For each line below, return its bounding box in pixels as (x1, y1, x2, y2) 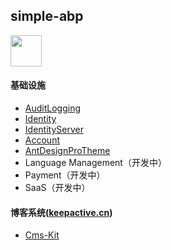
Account (24, 134, 60, 146)
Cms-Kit (24, 229, 60, 241)
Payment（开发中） (24, 169, 106, 181)
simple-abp (10, 8, 84, 25)
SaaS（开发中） (24, 182, 91, 194)
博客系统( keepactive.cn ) (10, 206, 113, 218)
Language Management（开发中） (24, 157, 167, 169)
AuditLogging (24, 102, 82, 114)
